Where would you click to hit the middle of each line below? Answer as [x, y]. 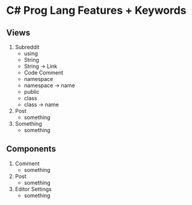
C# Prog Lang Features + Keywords [96, 11]
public [32, 92]
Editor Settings [33, 189]
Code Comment [44, 72]
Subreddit [27, 47]
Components [31, 149]
